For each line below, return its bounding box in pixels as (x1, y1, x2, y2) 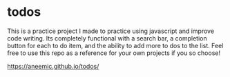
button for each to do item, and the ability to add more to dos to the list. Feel (7, 41, 224, 49)
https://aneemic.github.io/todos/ (7, 62, 99, 70)
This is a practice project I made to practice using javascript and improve (7, 27, 215, 35)
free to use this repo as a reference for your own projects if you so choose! (7, 49, 221, 57)
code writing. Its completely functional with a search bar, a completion (7, 34, 207, 42)
